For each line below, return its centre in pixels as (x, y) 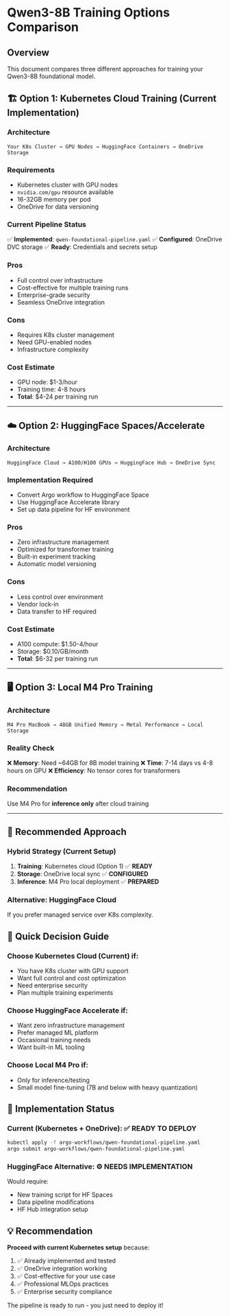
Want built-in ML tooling (51, 1047)
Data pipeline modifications (55, 1202)
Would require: (28, 1182)
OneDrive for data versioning (58, 207)
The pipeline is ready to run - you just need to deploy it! (85, 1306)
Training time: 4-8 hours (51, 390)
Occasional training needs (54, 1040)
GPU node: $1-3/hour (47, 382)
